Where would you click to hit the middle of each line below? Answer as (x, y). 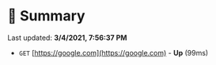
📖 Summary (46, 16)
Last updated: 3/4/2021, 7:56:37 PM (67, 38)
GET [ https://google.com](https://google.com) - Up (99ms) (114, 52)
